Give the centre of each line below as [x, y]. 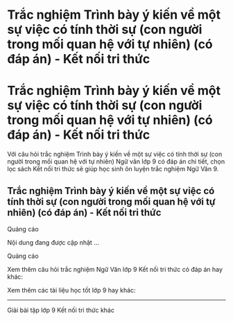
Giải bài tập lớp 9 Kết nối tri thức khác [61, 310]
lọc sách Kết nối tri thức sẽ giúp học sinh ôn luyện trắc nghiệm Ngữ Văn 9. [113, 169]
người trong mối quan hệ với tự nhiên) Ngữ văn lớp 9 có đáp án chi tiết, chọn [116, 162]
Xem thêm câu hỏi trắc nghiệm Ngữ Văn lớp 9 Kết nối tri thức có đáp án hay [115, 269]
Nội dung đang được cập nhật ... [53, 242]
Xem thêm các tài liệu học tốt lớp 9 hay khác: [72, 290]
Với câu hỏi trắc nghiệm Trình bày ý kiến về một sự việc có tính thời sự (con [115, 154]
